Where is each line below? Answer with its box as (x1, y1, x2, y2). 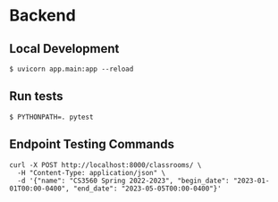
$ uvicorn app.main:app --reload (9, 64, 134, 73)
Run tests (9, 88, 63, 104)
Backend (9, 5, 76, 26)
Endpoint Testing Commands (9, 137, 174, 152)
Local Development (9, 41, 120, 56)
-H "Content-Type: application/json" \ (17, 168, 166, 177)
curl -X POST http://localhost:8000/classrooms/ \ (9, 160, 202, 170)
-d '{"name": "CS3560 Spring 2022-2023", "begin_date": (17, 176, 230, 185)
